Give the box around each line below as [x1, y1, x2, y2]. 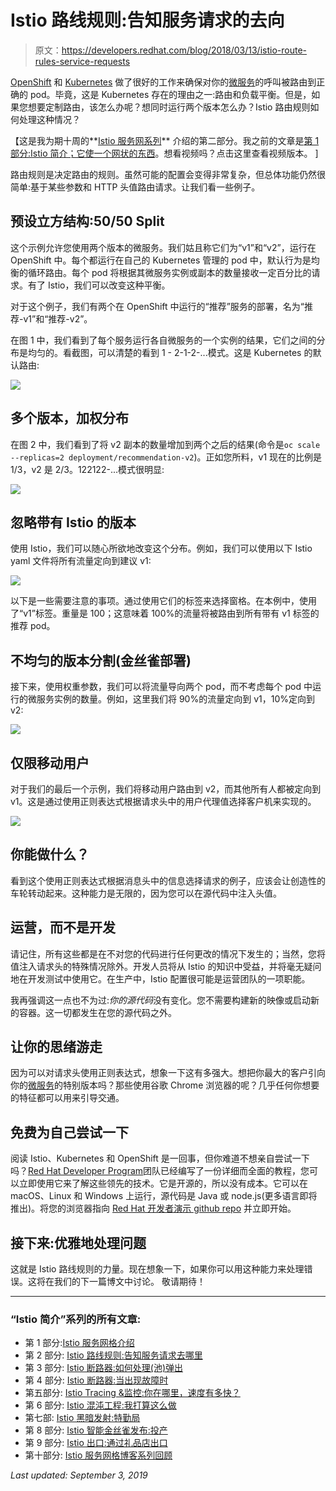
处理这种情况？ [18, 113, 81, 125]
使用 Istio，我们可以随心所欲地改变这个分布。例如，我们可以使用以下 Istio [10, 542, 313, 555]
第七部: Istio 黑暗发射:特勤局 [24, 1412, 141, 1424]
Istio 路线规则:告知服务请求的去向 [10, 9, 285, 32]
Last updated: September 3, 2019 [10, 1469, 148, 1481]
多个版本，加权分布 [10, 410, 129, 427]
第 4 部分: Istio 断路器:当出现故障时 [24, 1374, 169, 1386]
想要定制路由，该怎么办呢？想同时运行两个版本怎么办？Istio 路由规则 [27, 101, 311, 113]
